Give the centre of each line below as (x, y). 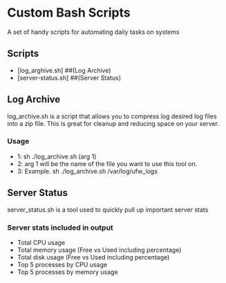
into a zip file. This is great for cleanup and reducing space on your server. (113, 123)
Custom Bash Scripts (69, 13)
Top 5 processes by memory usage (68, 272)
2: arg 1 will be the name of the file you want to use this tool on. (107, 163)
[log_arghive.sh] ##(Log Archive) (64, 70)
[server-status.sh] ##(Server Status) (69, 77)
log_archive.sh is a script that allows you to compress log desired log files (112, 116)
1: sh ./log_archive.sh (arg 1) (57, 156)
